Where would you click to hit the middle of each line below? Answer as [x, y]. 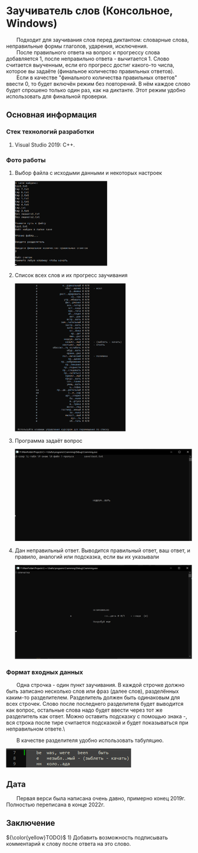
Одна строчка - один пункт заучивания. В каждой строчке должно [100, 685]
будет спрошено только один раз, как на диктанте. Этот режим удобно [96, 90]
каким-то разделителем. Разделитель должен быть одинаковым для [93, 698]
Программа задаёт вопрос [48, 441]
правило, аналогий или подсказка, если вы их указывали [87, 556]
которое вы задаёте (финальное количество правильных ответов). [90, 71]
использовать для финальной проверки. [57, 96]
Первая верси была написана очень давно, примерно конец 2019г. [101, 799]
